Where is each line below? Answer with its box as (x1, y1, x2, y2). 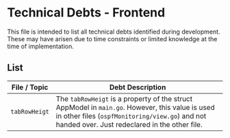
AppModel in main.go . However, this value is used (55, 102, 215, 112)
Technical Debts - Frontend (7, 5, 166, 21)
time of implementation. (7, 42, 74, 50)
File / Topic (11, 82, 49, 92)
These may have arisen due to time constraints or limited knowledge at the (7, 34, 218, 43)
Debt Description (109, 82, 166, 92)
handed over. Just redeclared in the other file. (55, 119, 203, 129)
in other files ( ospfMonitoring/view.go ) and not (55, 111, 207, 121)
